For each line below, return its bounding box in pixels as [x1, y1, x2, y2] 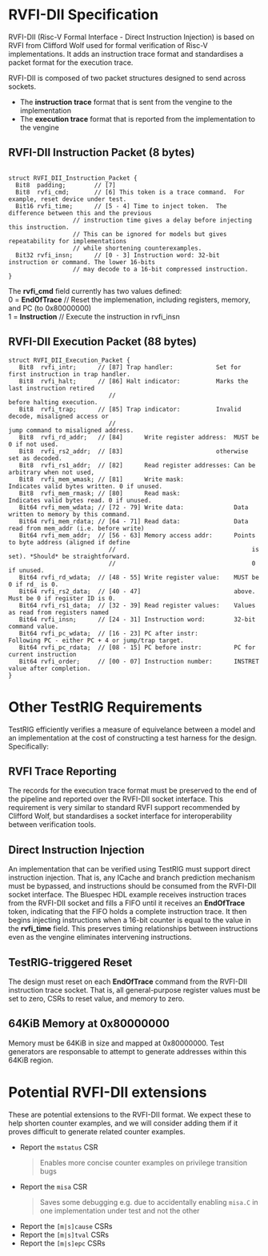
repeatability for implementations [8, 237, 127, 245]
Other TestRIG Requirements [8, 698, 202, 716]
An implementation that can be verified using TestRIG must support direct [8, 865, 250, 874]
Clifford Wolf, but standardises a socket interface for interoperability [8, 811, 233, 821]
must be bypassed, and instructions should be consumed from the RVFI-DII [8, 881, 257, 891]
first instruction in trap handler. [8, 370, 130, 378]
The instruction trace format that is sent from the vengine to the [19, 97, 233, 106]
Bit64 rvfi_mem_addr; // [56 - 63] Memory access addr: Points [18, 531, 256, 540]
